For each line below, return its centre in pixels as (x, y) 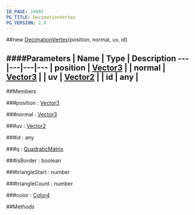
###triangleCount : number (40, 184)
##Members (21, 91)
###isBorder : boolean (34, 161)
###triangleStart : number (38, 172)
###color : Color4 (28, 195)
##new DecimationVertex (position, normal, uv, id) (67, 40)
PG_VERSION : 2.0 (26, 23)
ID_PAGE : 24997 (25, 12)
